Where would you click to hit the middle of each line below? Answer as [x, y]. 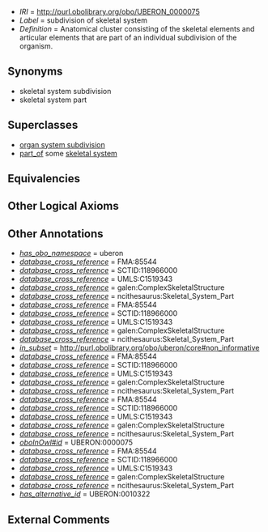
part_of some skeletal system [68, 153]
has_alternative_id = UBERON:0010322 [85, 494]
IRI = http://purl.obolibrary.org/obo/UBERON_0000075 [109, 12]
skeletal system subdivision [65, 91]
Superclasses [43, 125]
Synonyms [35, 72]
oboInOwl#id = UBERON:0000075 [76, 443]
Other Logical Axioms [63, 206]
